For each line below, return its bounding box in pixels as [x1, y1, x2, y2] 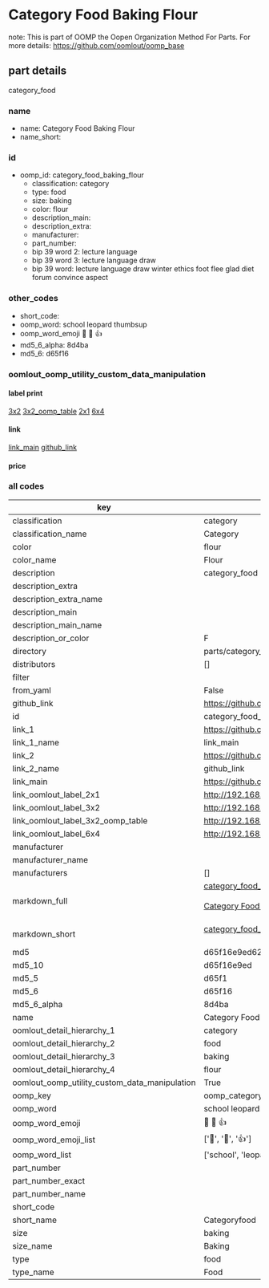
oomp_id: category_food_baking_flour [19, 170, 144, 180]
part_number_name [12, 1188, 86, 1199]
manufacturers [12, 867, 68, 878]
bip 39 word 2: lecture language [31, 247, 138, 257]
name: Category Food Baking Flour [19, 124, 135, 133]
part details [8, 64, 67, 78]
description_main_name [12, 620, 102, 631]
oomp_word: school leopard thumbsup [19, 319, 148, 329]
